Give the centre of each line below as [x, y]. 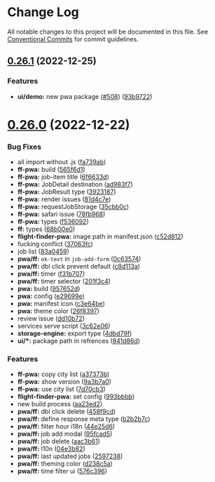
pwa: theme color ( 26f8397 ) [58, 311]
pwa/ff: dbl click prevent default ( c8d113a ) [79, 267]
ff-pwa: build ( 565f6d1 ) [51, 170]
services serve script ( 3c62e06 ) [64, 326]
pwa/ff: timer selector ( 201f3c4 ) [64, 281]
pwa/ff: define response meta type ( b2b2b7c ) [84, 419]
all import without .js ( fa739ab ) [62, 162]
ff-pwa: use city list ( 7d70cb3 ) [62, 389]
